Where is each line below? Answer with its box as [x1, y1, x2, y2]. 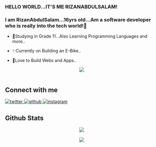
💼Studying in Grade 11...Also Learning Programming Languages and [12, 33, 148, 39]
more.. [12, 39, 25, 44]
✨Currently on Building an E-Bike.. [12, 48, 81, 54]
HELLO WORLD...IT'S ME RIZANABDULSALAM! [5, 3, 118, 10]
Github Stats [5, 114, 44, 122]
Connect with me [5, 86, 58, 94]
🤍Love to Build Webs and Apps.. [12, 58, 77, 63]
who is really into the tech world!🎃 [5, 22, 87, 29]
